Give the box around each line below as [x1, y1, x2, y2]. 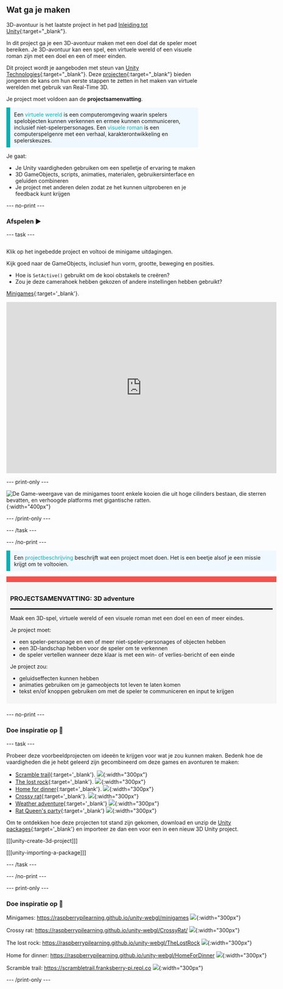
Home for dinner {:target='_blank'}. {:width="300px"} [15, 785, 154, 792]
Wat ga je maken [6, 5, 71, 15]
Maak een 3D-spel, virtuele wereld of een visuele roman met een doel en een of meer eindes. [10, 614, 245, 622]
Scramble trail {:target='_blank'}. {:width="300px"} [15, 770, 148, 778]
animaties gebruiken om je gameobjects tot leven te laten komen [19, 681, 181, 689]
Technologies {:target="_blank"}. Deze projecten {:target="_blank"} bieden [6, 70, 192, 78]
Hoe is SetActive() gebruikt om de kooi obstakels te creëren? [15, 272, 170, 279]
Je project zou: [10, 663, 48, 670]
